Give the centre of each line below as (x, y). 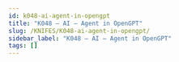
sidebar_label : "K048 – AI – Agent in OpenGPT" (90, 38)
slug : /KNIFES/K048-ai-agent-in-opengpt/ (79, 31)
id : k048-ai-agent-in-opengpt (60, 16)
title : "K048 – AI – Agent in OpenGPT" (76, 23)
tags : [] (23, 46)
